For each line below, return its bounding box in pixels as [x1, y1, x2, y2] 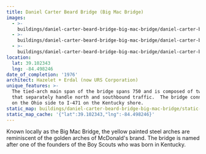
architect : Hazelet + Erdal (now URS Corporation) [6, 77, 139, 83]
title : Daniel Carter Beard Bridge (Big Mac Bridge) [6, 9, 144, 15]
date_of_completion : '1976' [6, 71, 78, 78]
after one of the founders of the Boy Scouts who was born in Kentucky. [6, 141, 186, 148]
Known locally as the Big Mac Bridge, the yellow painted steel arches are [6, 128, 190, 135]
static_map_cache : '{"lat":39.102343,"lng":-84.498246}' [6, 111, 155, 117]
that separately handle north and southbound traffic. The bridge [12, 94, 188, 100]
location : [6, 54, 32, 61]
